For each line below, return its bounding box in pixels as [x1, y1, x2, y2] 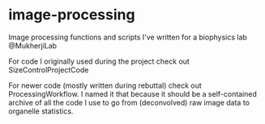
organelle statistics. [8, 106, 74, 116]
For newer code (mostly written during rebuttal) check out [8, 81, 203, 90]
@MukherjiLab [8, 40, 58, 50]
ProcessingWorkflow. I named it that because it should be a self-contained [8, 89, 258, 98]
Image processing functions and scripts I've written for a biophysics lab [8, 32, 247, 42]
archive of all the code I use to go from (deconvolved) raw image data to [8, 97, 250, 107]
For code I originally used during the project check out [8, 56, 190, 66]
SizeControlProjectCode [8, 64, 89, 74]
